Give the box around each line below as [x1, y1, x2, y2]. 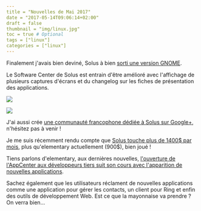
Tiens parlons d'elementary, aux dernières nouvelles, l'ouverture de [6, 155, 176, 162]
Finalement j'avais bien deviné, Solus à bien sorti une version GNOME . [6, 59, 182, 67]
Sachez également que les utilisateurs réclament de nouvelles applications [6, 179, 193, 187]
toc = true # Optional [6, 32, 64, 38]
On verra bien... [6, 198, 46, 206]
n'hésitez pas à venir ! [6, 125, 62, 132]
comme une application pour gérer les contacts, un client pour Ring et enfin [6, 186, 196, 193]
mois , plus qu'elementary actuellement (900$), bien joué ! [6, 143, 152, 150]
